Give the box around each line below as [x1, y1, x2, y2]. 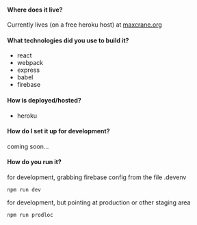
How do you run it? [7, 158, 62, 166]
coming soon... [7, 142, 49, 150]
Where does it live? [7, 5, 63, 14]
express [16, 66, 40, 75]
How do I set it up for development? [7, 127, 111, 135]
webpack [16, 59, 43, 67]
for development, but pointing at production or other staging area [7, 198, 191, 207]
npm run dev [7, 187, 41, 194]
